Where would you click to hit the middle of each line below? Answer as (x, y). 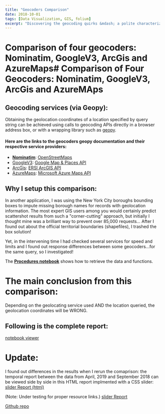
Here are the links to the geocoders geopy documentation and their (75, 141)
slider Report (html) (25, 387)
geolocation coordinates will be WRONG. (46, 311)
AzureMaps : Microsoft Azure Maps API (52, 173)
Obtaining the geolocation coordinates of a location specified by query (77, 120)
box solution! (18, 232)
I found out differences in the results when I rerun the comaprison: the (76, 371)
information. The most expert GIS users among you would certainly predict (81, 211)
